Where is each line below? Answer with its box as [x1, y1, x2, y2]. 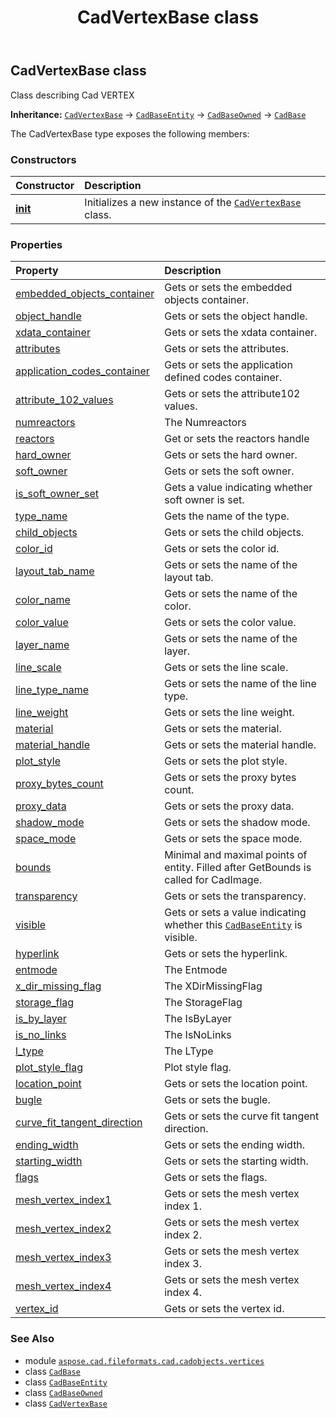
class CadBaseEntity [24, 1376, 108, 1388]
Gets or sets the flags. [164, 1171, 268, 1185]
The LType [164, 1044, 214, 1058]
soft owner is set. [164, 493, 245, 507]
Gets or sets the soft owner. [164, 464, 295, 478]
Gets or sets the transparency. [164, 889, 307, 903]
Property [15, 264, 59, 278]
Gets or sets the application [164, 358, 293, 372]
